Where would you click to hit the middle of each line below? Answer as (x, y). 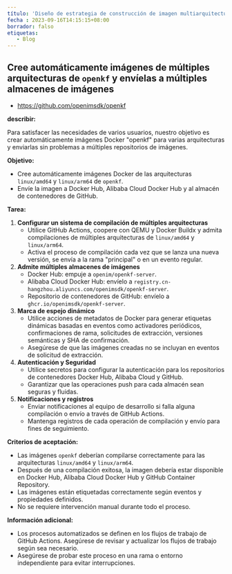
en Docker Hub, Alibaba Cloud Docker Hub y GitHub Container (106, 477)
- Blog (26, 39)
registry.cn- (152, 282)
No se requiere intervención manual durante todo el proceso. (104, 506)
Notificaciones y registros (55, 399)
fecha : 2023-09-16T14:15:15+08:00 (58, 20)
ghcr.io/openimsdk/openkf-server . (76, 303)
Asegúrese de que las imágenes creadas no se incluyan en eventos (123, 347)
